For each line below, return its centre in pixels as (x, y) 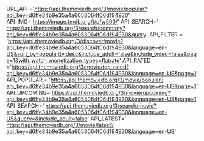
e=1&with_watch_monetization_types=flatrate (63, 60)
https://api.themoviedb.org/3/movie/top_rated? (70, 67)
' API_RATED (135, 60)
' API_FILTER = (164, 35)
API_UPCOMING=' (29, 93)
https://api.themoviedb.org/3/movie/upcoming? (111, 93)
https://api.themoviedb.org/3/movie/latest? (60, 125)
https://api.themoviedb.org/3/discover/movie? (66, 41)
